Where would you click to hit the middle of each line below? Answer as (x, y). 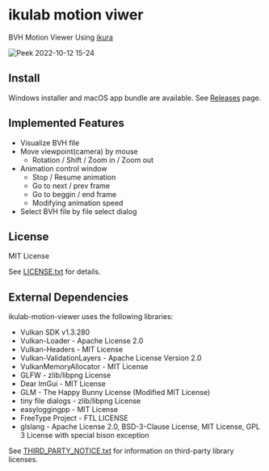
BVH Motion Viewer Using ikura (61, 37)
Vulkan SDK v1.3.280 (55, 332)
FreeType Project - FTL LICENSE (74, 418)
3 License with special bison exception (84, 435)
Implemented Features (67, 123)
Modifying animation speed (78, 203)
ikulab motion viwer (76, 15)
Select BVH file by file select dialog (78, 211)
